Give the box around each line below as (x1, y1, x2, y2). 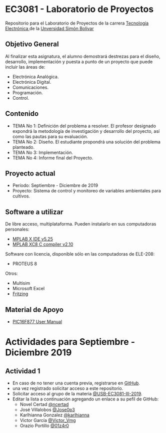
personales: (5, 227, 29, 233)
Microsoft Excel (12, 286, 45, 292)
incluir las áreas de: (5, 64, 45, 70)
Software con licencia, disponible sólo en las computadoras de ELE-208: (5, 251, 155, 257)
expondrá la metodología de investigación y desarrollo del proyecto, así (12, 128, 160, 134)
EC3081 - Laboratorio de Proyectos (5, 4, 154, 15)
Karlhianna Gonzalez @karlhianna (19, 412, 90, 418)
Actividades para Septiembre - (5, 336, 135, 348)
